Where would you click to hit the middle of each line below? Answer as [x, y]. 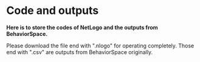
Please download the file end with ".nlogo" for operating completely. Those [100, 46]
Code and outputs [53, 11]
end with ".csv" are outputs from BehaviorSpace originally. [80, 52]
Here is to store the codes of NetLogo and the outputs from [82, 27]
